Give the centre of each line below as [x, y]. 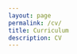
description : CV [35, 38]
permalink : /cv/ [35, 23]
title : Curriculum [38, 30]
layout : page [30, 15]
